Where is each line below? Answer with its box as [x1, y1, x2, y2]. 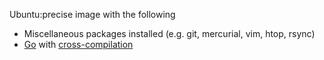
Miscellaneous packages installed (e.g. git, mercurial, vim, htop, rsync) [23, 28, 316, 39]
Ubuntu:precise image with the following [9, 9, 176, 20]
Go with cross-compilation [23, 39, 134, 50]
